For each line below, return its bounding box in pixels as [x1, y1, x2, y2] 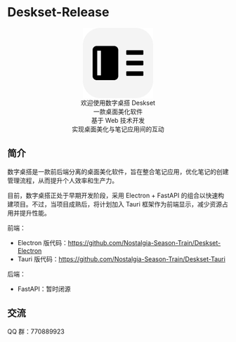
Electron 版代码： [17, 238, 68, 246]
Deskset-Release [7, 4, 110, 20]
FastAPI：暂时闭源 [17, 284, 71, 293]
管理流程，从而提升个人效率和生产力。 [7, 176, 118, 185]
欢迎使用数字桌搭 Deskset [80, 98, 156, 107]
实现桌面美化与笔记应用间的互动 [72, 124, 164, 133]
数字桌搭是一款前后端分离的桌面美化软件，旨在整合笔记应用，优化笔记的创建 [7, 167, 229, 176]
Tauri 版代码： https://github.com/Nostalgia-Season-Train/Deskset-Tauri [17, 254, 226, 263]
